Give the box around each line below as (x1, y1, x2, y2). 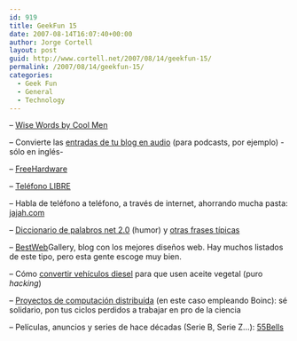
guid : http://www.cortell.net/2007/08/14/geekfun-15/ (9, 54, 213, 63)
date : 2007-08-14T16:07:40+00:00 (9, 29, 133, 38)
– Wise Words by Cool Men (9, 120, 108, 131)
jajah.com (9, 208, 45, 218)
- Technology (17, 95, 66, 105)
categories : (9, 71, 53, 80)
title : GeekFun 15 (9, 21, 77, 30)
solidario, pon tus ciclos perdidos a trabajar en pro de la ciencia (9, 305, 241, 315)
